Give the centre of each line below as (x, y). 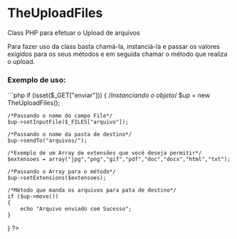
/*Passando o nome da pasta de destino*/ (70, 135)
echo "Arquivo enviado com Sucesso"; (76, 209)
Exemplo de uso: (37, 79)
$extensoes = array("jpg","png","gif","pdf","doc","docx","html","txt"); (119, 160)
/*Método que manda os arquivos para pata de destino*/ (92, 190)
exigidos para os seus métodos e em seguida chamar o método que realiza (117, 54)
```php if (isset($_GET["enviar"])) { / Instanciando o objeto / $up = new (109, 95)
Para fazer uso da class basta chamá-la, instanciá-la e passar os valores (114, 46)
